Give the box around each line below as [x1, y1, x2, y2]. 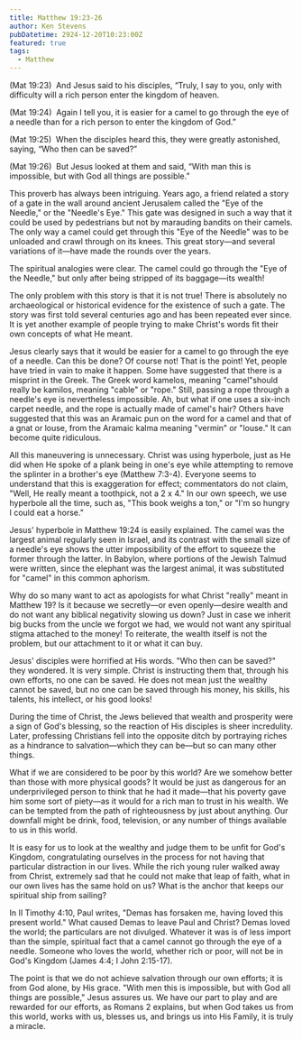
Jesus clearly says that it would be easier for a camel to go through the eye [9, 346, 289, 356]
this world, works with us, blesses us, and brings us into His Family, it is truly [9, 1011, 294, 1022]
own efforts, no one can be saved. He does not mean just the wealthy [9, 675, 268, 685]
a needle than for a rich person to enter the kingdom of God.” [9, 116, 236, 127]
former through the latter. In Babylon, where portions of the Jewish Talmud [9, 554, 287, 564]
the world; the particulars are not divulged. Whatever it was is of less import [9, 926, 291, 937]
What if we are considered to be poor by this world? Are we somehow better [9, 768, 293, 777]
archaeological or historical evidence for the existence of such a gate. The [9, 299, 286, 310]
